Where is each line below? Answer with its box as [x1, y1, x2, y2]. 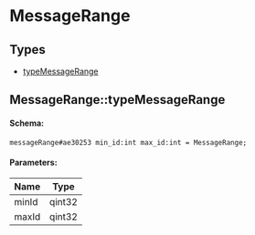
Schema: [9, 117, 45, 128]
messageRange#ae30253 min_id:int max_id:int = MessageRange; [9, 138, 248, 147]
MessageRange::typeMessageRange [9, 92, 226, 107]
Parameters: [9, 157, 58, 169]
